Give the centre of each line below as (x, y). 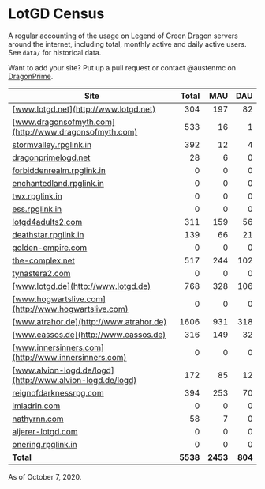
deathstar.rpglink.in (48, 234)
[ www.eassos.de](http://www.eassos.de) (89, 335)
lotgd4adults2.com (47, 222)
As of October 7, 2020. (45, 476)
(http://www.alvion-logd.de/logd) (75, 380)
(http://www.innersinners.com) (69, 357)
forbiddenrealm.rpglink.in (59, 170)
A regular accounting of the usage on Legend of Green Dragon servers (123, 36)
